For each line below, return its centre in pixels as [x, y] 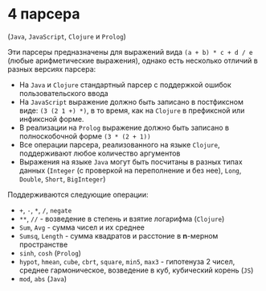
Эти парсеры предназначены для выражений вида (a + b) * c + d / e [130, 52]
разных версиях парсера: [52, 69]
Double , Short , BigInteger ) [62, 179]
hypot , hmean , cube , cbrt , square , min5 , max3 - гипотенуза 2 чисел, [127, 261]
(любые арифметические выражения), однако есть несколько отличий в [133, 60]
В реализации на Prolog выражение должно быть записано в [124, 127]
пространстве [43, 244]
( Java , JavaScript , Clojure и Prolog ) [67, 36]
